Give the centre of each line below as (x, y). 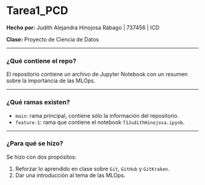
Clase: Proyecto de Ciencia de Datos (53, 39)
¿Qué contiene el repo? (41, 60)
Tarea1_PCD (37, 11)
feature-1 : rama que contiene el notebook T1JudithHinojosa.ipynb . (100, 122)
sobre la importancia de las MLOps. (51, 81)
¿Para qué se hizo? (35, 143)
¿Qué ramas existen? (38, 103)
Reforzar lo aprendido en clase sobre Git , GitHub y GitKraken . (92, 169)
